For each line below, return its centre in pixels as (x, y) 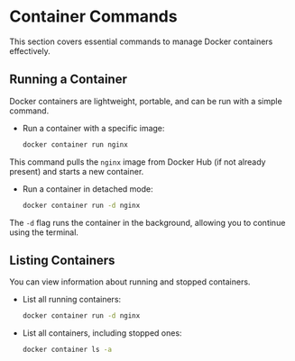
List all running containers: (72, 300)
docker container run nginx (75, 144)
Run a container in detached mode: (88, 189)
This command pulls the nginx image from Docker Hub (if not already (138, 162)
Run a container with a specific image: (93, 128)
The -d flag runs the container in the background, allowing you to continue (147, 222)
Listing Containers (62, 260)
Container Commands (93, 17)
